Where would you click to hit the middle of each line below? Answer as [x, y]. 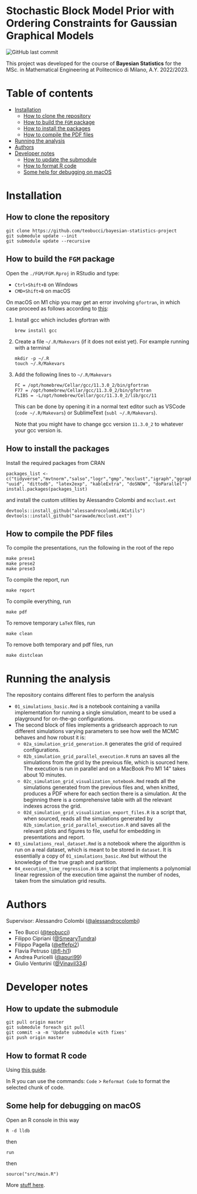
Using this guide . [26, 1070]
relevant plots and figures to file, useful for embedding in [92, 831]
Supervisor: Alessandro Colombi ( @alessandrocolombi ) [73, 921]
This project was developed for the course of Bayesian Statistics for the [94, 63]
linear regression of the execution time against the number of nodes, [97, 875]
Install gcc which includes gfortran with [62, 320]
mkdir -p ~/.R [32, 358]
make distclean [25, 656]
